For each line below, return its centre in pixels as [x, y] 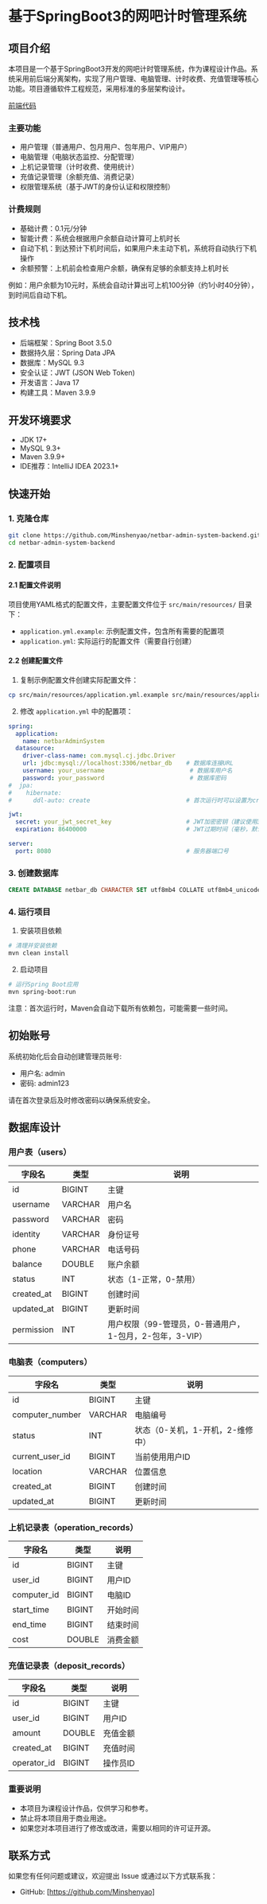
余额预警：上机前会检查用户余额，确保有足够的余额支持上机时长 [124, 268]
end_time [29, 1624]
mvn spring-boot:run [43, 991]
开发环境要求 [40, 420]
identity [27, 1234]
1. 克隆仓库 [29, 518]
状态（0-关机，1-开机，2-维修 [194, 1430]
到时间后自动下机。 [40, 294]
